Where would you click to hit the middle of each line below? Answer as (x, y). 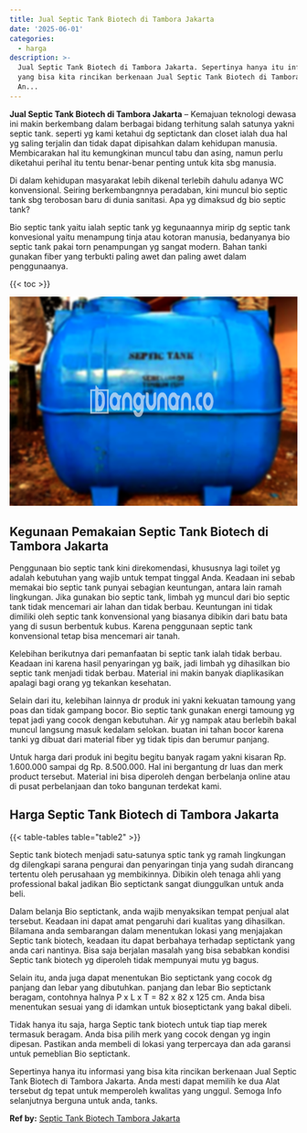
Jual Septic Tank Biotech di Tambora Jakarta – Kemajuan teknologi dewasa (153, 113)
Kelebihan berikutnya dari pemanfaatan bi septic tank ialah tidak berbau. (146, 654)
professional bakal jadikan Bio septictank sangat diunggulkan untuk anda (147, 883)
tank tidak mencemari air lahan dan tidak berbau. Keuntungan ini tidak (141, 607)
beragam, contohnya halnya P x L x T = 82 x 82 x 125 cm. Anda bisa (137, 997)
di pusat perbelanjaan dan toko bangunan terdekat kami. (116, 786)
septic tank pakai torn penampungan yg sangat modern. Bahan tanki (138, 246)
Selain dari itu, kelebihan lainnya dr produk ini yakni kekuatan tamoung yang (153, 700)
